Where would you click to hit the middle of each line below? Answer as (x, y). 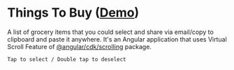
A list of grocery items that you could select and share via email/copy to (111, 32)
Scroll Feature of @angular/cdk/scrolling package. (80, 46)
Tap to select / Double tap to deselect (67, 59)
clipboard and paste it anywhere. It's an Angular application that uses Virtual (117, 39)
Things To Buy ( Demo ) (73, 13)
